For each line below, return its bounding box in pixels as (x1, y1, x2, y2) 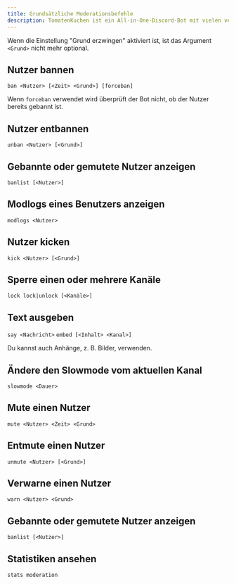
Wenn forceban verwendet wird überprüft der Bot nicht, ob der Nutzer (7, 95, 209, 103)
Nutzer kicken (7, 236, 70, 248)
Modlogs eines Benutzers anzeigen (7, 198, 165, 210)
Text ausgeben (7, 311, 74, 324)
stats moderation (7, 571, 58, 579)
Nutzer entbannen (7, 122, 89, 134)
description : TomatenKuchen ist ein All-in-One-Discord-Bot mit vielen (7, 17, 221, 24)
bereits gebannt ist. (7, 103, 63, 111)
